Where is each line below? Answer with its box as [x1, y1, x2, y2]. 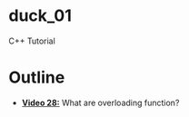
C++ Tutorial [8, 35, 55, 46]
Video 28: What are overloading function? [21, 97, 180, 108]
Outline [8, 67, 65, 88]
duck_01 [8, 5, 72, 26]
